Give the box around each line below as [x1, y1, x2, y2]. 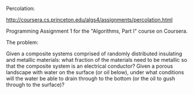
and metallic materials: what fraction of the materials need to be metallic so [6, 57, 187, 63]
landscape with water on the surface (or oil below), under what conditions [6, 69, 184, 75]
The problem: [6, 39, 39, 46]
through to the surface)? [6, 81, 65, 88]
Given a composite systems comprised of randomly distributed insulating [6, 50, 182, 57]
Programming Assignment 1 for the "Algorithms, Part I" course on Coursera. [6, 27, 188, 34]
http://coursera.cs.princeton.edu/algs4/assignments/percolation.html [6, 16, 173, 23]
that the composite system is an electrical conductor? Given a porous [6, 62, 174, 69]
